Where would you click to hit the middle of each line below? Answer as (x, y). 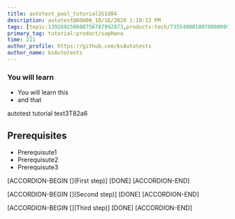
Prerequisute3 (38, 167)
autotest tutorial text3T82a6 (48, 113)
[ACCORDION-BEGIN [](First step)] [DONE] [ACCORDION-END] (99, 181)
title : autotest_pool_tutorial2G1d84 (62, 14)
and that (29, 100)
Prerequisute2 (38, 160)
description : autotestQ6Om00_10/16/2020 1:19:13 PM (84, 20)
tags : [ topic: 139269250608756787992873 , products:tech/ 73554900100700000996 (120, 27)
